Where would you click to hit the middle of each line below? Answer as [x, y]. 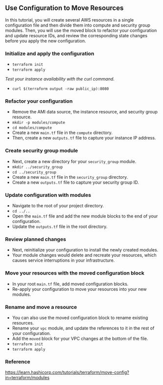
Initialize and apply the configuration [50, 54]
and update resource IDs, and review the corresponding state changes [76, 35]
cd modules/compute [32, 128]
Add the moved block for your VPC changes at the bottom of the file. [80, 338]
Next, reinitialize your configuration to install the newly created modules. [85, 250]
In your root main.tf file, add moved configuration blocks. [70, 284]
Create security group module [42, 151]
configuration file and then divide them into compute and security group [78, 25]
